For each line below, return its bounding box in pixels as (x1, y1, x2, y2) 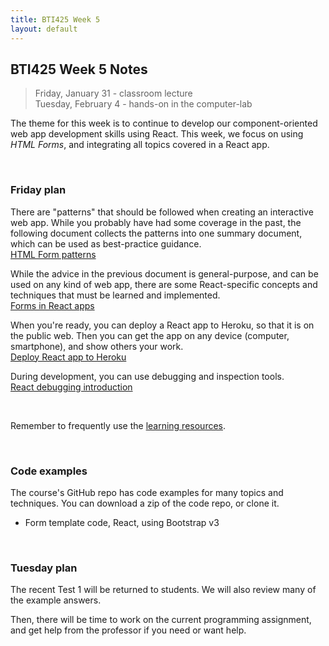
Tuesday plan (10, 561, 78, 575)
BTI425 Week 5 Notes (10, 61, 148, 78)
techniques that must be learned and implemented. (10, 289, 221, 301)
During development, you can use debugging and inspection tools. (10, 370, 285, 382)
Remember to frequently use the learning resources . (10, 419, 227, 431)
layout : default (10, 24, 78, 34)
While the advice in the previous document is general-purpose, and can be (10, 267, 319, 280)
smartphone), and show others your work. (10, 340, 184, 352)
